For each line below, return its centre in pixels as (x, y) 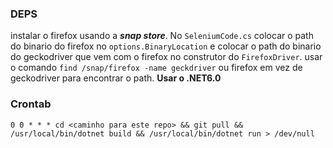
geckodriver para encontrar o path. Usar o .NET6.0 (116, 78)
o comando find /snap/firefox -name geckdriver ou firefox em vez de (156, 68)
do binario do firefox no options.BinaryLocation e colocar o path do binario (166, 46)
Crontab (31, 104)
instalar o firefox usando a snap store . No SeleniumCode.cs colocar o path (162, 36)
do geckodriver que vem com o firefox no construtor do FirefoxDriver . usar (166, 57)
